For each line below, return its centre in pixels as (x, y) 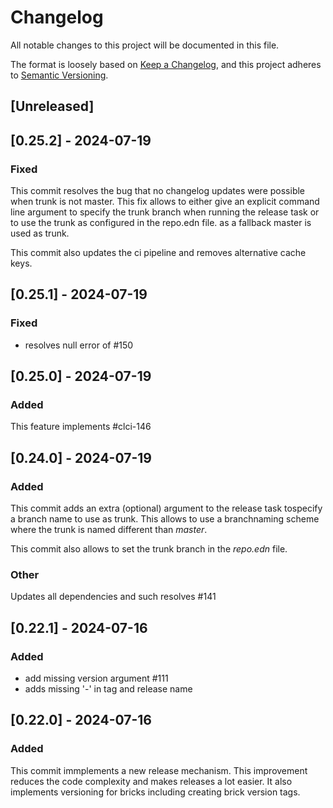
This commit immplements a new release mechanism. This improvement (159, 770)
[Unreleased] (52, 106)
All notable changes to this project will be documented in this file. (145, 45)
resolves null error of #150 (79, 345)
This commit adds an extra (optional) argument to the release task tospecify (166, 508)
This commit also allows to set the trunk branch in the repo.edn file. (149, 549)
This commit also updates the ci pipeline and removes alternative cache (158, 253)
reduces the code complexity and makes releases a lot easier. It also (151, 781)
